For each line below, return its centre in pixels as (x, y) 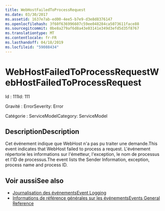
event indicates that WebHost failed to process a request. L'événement (78, 149)
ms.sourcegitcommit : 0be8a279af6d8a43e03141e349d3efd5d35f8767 (72, 29)
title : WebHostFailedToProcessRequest (45, 10)
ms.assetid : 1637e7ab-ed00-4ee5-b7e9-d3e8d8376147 (59, 19)
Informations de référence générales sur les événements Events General (86, 198)
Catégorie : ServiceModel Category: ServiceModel (56, 116)
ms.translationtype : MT (30, 33)
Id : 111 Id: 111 (17, 96)
